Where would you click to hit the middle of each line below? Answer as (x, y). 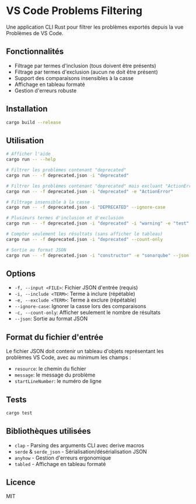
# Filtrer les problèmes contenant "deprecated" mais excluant (85, 186)
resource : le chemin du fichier (50, 369)
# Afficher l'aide (28, 154)
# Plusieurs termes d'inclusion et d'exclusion (65, 218)
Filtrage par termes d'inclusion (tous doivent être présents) (85, 65)
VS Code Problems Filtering (74, 11)
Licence (21, 483)
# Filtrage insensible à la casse (48, 202)
